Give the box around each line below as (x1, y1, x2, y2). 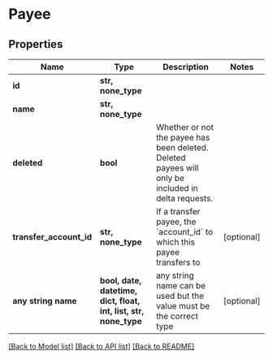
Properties (8, 37, 63, 51)
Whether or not (155, 122, 214, 132)
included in (155, 183, 198, 193)
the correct (155, 310, 199, 322)
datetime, (100, 285, 138, 296)
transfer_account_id (12, 231, 93, 242)
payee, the (155, 216, 197, 227)
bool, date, (100, 275, 142, 286)
